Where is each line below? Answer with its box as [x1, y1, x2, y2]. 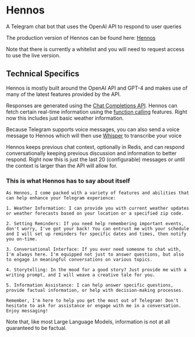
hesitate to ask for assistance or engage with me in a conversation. [6, 303, 182, 309]
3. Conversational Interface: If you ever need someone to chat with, [6, 247, 182, 253]
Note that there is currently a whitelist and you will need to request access [6, 45, 185, 53]
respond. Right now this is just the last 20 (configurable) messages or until [6, 156, 185, 163]
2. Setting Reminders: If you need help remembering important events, [6, 221, 184, 227]
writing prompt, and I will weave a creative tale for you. [6, 272, 156, 278]
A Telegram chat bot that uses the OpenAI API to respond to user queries [6, 23, 182, 30]
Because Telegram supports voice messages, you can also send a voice [6, 125, 180, 132]
